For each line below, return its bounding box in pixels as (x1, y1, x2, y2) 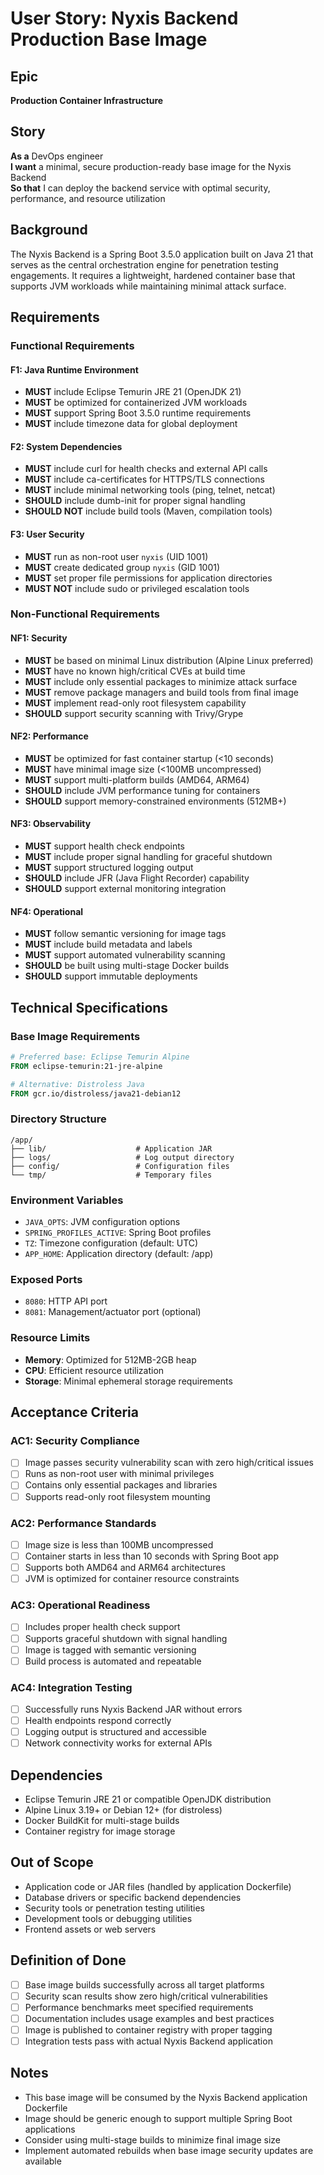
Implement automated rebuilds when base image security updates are (24, 2144, 314, 2156)
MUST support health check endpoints (24, 840, 186, 852)
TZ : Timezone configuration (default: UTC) (24, 1237, 199, 1249)
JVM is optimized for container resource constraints (24, 1573, 240, 1585)
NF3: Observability (10, 818, 92, 830)
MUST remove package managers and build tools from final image (24, 686, 299, 698)
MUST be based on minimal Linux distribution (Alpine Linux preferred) (24, 654, 314, 666)
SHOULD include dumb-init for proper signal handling (24, 495, 246, 507)
